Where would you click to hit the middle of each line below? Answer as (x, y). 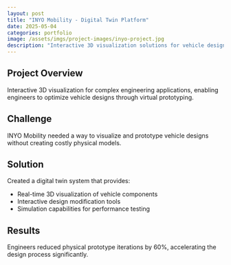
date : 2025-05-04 (32, 26)
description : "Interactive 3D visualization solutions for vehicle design (117, 45)
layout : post (26, 13)
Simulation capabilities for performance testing (83, 209)
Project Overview (45, 73)
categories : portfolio (40, 33)
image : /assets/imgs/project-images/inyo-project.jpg (86, 39)
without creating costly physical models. (64, 142)
